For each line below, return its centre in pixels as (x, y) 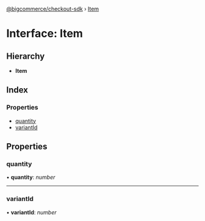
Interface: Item (45, 34)
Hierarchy (26, 56)
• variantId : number (31, 212)
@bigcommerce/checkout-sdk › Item (53, 9)
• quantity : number (31, 178)
